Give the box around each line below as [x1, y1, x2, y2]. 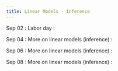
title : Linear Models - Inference [6, 8, 91, 15]
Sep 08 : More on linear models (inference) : [6, 58, 113, 65]
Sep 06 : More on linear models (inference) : [6, 47, 113, 54]
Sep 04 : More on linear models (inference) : [6, 35, 113, 42]
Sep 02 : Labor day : [6, 24, 55, 31]
